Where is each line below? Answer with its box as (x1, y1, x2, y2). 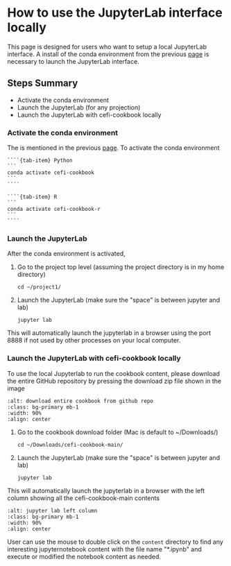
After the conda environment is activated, (7, 250, 126, 258)
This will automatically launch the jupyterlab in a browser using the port (7, 329, 212, 337)
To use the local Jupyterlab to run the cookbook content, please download (7, 369, 221, 377)
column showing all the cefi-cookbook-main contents (7, 494, 160, 502)
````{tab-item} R (7, 194, 58, 200)
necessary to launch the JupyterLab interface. (7, 57, 140, 65)
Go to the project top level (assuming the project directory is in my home (17, 263, 225, 271)
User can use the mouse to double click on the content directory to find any (7, 538, 223, 546)
